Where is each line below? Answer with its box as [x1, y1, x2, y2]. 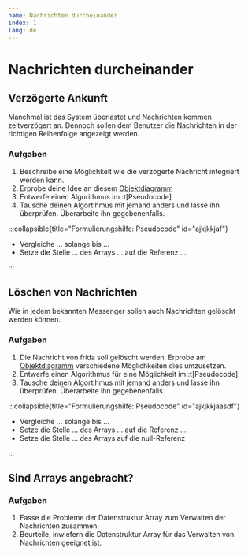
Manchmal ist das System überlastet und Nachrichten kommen [8, 112, 213, 122]
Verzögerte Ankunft [8, 91, 108, 105]
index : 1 [8, 19, 37, 27]
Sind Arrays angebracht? [8, 471, 134, 485]
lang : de [8, 26, 37, 34]
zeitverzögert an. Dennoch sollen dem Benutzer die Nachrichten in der [8, 121, 238, 130]
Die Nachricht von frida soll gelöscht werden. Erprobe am [19, 352, 206, 362]
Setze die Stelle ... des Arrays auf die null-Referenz [19, 433, 186, 442]
